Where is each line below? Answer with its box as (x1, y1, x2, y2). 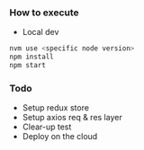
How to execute (9, 6, 79, 19)
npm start (9, 61, 47, 70)
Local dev (22, 27, 59, 38)
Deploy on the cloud (22, 131, 98, 142)
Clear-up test (22, 121, 72, 132)
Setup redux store (22, 102, 90, 113)
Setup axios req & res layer (22, 112, 123, 123)
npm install (9, 52, 54, 62)
